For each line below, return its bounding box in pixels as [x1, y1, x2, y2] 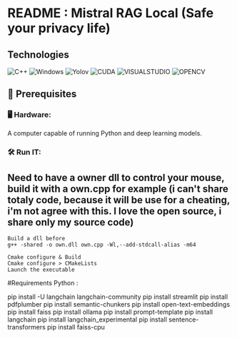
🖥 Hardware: [7, 110, 51, 120]
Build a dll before [7, 235, 66, 242]
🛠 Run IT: [7, 147, 41, 157]
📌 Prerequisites [7, 88, 77, 101]
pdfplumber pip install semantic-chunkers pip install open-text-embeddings [7, 300, 231, 309]
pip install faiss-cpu [47, 323, 106, 332]
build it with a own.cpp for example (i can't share [7, 183, 228, 195]
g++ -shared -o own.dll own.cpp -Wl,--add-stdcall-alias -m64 [7, 241, 196, 249]
